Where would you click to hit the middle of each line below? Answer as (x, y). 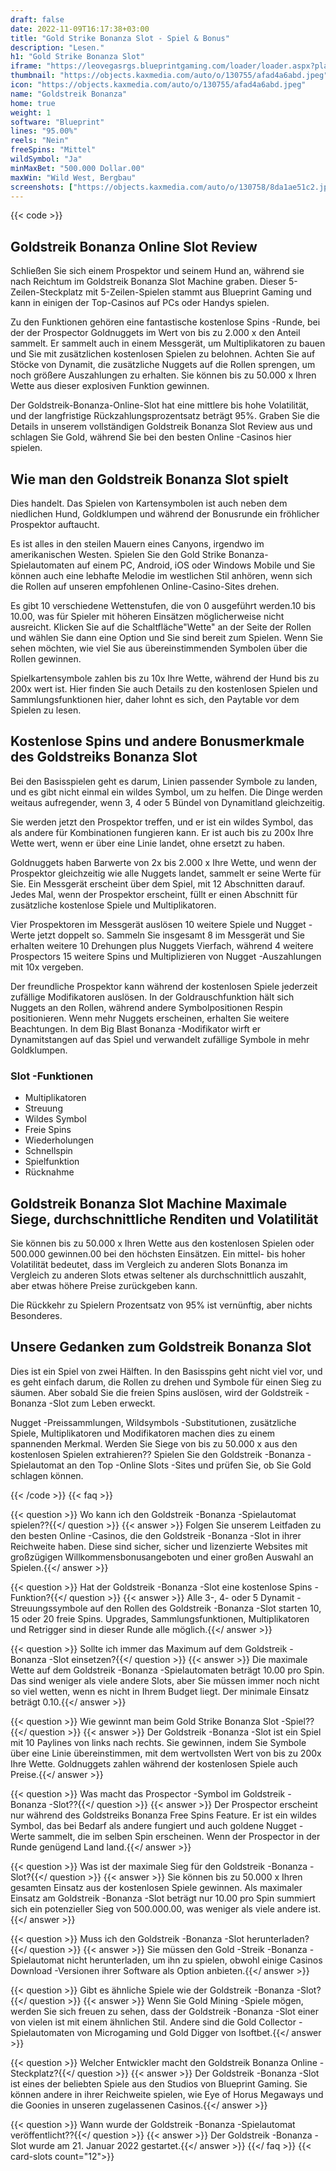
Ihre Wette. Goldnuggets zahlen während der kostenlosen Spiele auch (154, 1763)
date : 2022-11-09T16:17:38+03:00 (80, 29)
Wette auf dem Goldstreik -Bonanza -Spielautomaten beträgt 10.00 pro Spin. (167, 1670)
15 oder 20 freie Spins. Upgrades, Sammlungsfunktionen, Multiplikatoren (160, 1618)
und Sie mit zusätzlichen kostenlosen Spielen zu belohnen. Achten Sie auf (163, 354)
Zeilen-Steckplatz (47, 292)
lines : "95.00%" (44, 131)
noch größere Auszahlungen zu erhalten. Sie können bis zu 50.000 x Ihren (163, 375)
